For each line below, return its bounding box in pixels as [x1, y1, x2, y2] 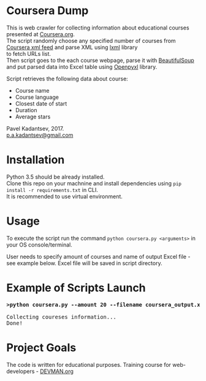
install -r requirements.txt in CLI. [6, 186, 98, 193]
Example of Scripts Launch [6, 281, 146, 294]
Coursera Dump [6, 4, 89, 18]
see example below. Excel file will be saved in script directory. [6, 259, 162, 267]
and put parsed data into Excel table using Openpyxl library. [6, 63, 158, 71]
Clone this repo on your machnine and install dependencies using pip [6, 179, 182, 187]
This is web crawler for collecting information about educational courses [6, 24, 189, 31]
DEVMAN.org [39, 368, 74, 375]
